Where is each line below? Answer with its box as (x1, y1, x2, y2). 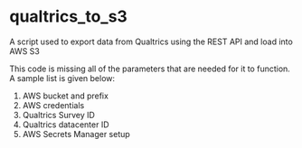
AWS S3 (9, 45, 41, 56)
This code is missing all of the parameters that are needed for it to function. (9, 63, 291, 74)
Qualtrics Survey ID (22, 109, 95, 120)
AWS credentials (22, 99, 85, 110)
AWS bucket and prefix (22, 90, 109, 101)
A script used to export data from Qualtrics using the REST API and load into (9, 36, 294, 47)
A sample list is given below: (9, 72, 116, 83)
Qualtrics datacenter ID (22, 119, 109, 130)
